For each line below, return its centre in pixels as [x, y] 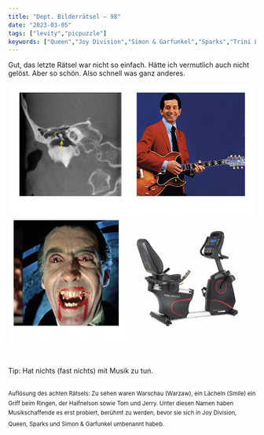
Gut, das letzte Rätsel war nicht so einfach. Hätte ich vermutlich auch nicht [129, 65]
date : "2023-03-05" [40, 25]
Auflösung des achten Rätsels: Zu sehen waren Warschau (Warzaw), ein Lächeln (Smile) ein [132, 394]
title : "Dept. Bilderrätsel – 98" [65, 17]
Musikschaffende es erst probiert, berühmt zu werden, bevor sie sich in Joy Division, [123, 413]
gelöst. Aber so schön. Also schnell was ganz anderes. [97, 73]
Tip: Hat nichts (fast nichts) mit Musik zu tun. [81, 371]
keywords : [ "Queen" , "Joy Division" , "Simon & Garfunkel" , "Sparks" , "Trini [130, 42]
